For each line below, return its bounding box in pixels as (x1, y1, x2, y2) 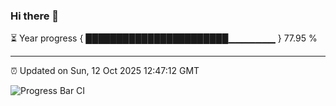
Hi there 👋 (10, 9, 60, 23)
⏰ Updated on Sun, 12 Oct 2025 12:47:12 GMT (10, 65, 200, 77)
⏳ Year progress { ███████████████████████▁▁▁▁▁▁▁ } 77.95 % (10, 32, 318, 44)
